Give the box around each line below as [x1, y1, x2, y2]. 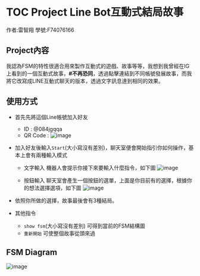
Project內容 [6, 45, 49, 55]
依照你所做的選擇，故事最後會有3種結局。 [14, 197, 118, 204]
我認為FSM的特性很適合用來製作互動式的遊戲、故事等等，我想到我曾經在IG [6, 62, 190, 69]
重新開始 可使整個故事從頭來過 [23, 230, 96, 237]
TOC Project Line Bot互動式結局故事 [6, 5, 184, 19]
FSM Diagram [6, 247, 58, 257]
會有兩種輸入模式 [25, 151, 67, 159]
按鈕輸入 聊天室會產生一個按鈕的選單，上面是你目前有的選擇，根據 [23, 176, 187, 184]
